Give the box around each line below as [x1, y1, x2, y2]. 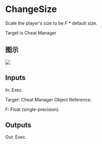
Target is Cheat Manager [5, 30, 57, 36]
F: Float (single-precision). [5, 106, 60, 112]
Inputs [5, 74, 26, 82]
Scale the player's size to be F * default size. [5, 20, 98, 26]
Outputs [5, 120, 32, 129]
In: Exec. [5, 87, 23, 93]
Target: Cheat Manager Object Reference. [5, 96, 92, 102]
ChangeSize [5, 4, 57, 15]
